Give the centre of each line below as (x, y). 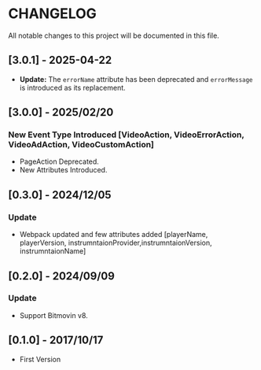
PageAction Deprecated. (59, 161)
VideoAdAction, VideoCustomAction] (81, 145)
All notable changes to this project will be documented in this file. (114, 35)
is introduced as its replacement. (72, 87)
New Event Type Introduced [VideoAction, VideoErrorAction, (126, 135)
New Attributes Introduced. (63, 170)
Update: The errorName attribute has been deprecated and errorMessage (136, 79)
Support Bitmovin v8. (53, 315)
